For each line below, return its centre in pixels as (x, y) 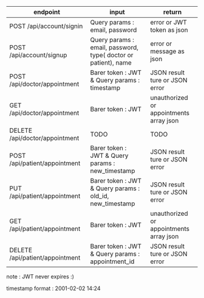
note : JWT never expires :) (40, 276)
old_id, (100, 196)
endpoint (47, 12)
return (172, 12)
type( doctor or (112, 55)
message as (168, 51)
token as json (169, 30)
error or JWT (168, 22)
